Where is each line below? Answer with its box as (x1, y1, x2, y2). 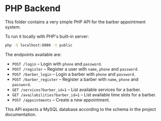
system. (5, 24, 21, 30)
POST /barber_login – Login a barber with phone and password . (12, 71, 136, 77)
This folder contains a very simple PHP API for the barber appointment (5, 19, 146, 25)
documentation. (5, 111, 37, 117)
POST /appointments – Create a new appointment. (12, 97, 110, 103)
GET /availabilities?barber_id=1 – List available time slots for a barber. (12, 91, 157, 97)
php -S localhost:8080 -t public (5, 43, 73, 47)
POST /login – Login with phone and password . (12, 61, 102, 67)
